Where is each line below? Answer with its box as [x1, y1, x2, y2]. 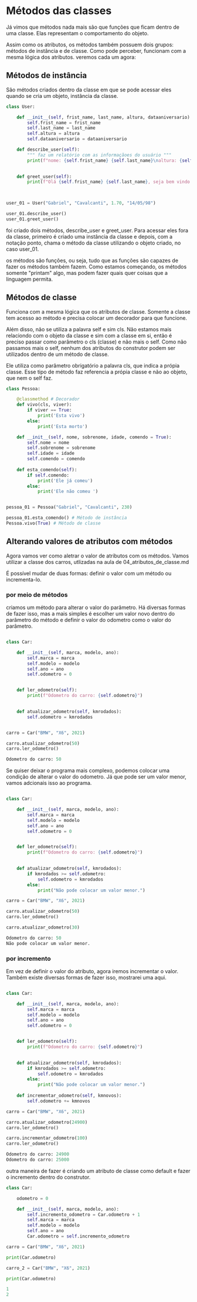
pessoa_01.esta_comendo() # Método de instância [6, 515, 127, 521]
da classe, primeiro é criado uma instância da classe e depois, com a [6, 233, 173, 240]
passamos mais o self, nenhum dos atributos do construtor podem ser [6, 344, 176, 351]
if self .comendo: [27, 472, 69, 478]
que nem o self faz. [6, 374, 53, 382]
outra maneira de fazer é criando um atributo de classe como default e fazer [6, 1167, 191, 1174]
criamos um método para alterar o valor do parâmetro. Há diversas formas [6, 604, 186, 611]
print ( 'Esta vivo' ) [37, 413, 85, 419]
